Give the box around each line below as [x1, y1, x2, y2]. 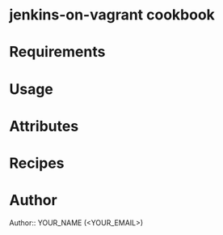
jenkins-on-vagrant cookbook [9, 6, 215, 24]
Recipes [9, 154, 65, 172]
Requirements [9, 43, 106, 62]
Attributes [9, 117, 79, 135]
